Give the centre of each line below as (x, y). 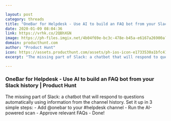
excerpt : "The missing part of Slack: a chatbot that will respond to (82, 57)
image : (12, 38)
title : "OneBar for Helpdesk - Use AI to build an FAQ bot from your (81, 24)
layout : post (19, 14)
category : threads (25, 19)
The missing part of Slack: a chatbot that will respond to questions (75, 97)
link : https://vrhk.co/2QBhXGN (38, 34)
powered (15, 113)
